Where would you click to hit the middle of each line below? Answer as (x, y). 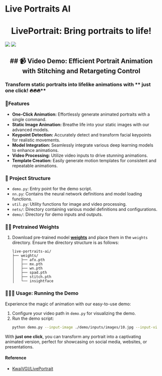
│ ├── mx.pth (27, 264)
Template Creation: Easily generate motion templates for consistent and (84, 160)
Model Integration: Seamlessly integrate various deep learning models (83, 145)
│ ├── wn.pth (27, 269)
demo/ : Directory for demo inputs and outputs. (57, 214)
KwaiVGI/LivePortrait (32, 368)
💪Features (17, 104)
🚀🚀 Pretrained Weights (32, 227)
